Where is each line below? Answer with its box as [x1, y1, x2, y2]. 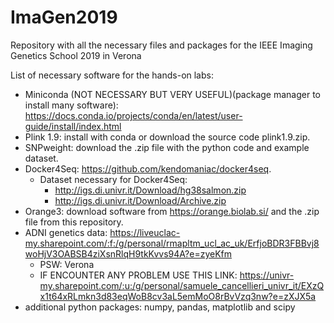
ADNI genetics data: [24, 226, 108, 238]
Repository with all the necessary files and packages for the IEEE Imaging [10, 39, 313, 51]
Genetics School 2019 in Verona [10, 49, 142, 61]
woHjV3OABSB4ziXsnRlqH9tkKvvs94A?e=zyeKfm [24, 247, 232, 260]
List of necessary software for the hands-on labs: [10, 69, 214, 81]
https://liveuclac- [109, 226, 181, 238]
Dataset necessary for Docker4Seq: [39, 173, 188, 185]
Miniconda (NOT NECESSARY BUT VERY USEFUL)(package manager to [24, 88, 322, 100]
